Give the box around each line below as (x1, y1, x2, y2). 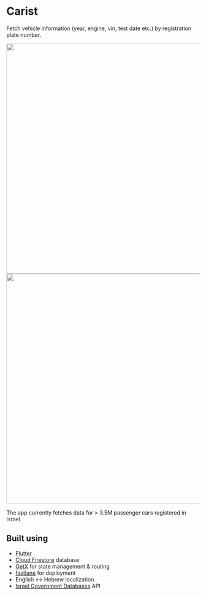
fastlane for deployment (15, 569, 76, 577)
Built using (6, 533, 48, 544)
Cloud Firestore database (15, 556, 80, 563)
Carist (6, 4, 39, 18)
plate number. (6, 31, 42, 38)
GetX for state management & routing (15, 562, 110, 570)
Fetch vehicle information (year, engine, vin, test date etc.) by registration (6, 25, 192, 32)
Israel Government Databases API (15, 582, 101, 589)
